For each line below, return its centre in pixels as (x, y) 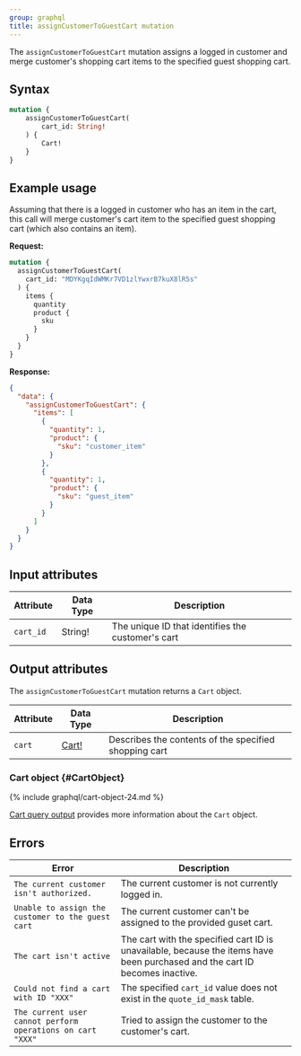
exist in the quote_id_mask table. (187, 999)
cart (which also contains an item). (73, 229)
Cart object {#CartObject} (67, 778)
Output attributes (59, 669)
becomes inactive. (159, 972)
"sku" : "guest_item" (95, 497)
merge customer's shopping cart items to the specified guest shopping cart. (150, 61)
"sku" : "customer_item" (101, 446)
